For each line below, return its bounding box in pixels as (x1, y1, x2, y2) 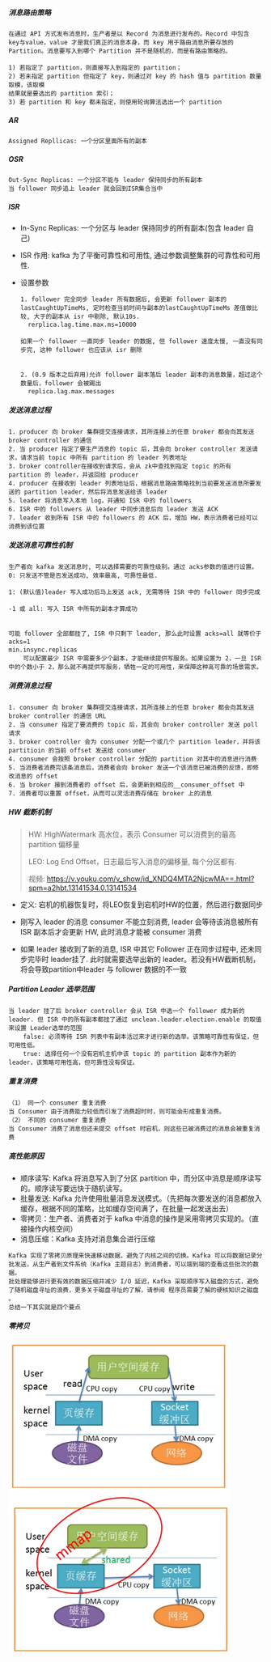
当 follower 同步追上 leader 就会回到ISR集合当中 (8, 184, 163, 193)
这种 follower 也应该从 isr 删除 (39, 346, 143, 354)
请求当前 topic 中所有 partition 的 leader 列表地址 (19, 453, 188, 461)
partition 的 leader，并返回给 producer (8, 470, 139, 479)
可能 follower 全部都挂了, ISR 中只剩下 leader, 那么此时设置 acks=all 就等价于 (8, 630, 262, 638)
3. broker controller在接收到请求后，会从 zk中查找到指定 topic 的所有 (8, 462, 232, 470)
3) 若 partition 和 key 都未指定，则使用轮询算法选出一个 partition (8, 98, 222, 106)
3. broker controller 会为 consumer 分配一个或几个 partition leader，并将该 (8, 737, 261, 746)
